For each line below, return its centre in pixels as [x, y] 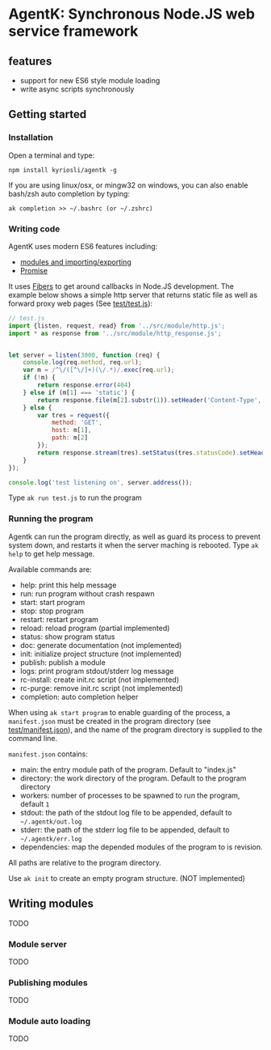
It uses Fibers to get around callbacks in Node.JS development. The [121, 286]
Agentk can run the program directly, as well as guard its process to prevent [134, 536]
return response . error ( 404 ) [84, 385]
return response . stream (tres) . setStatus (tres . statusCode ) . [139, 453]
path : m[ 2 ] [70, 438]
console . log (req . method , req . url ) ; [83, 362]
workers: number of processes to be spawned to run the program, [130, 795]
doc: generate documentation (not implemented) [101, 645]
